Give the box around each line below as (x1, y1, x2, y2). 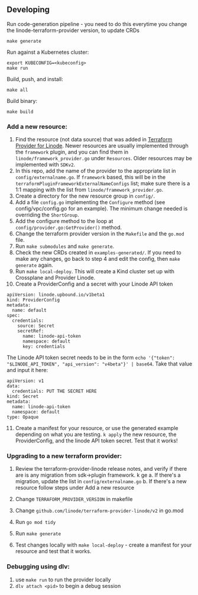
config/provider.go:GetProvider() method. (15, 224, 122, 231)
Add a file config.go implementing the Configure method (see (15, 199, 165, 206)
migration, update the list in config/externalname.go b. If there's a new (15, 478, 187, 485)
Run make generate (15, 530, 61, 537)
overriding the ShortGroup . (15, 211, 79, 218)
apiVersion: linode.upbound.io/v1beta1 (7, 292, 105, 298)
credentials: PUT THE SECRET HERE (12, 389, 97, 394)
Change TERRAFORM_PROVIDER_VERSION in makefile (15, 496, 133, 503)
